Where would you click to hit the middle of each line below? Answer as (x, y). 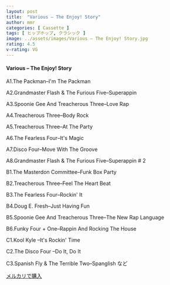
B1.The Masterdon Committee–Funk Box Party (62, 172)
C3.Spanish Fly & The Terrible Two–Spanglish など (67, 263)
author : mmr (21, 22)
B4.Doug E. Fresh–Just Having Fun (48, 206)
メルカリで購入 (24, 276)
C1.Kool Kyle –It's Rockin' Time (43, 240)
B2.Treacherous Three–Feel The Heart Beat (59, 183)
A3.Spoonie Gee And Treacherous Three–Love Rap (67, 104)
